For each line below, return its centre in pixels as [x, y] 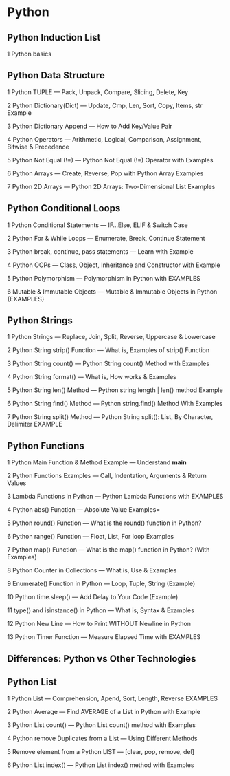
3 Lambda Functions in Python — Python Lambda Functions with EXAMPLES [115, 497]
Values [17, 483]
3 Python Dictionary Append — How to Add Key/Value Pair [90, 126]
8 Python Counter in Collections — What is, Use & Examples [92, 570]
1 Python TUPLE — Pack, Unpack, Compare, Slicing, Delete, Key [98, 92]
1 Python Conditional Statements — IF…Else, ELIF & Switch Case [97, 225]
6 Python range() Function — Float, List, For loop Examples [90, 537]
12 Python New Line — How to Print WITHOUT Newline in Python [99, 624]
